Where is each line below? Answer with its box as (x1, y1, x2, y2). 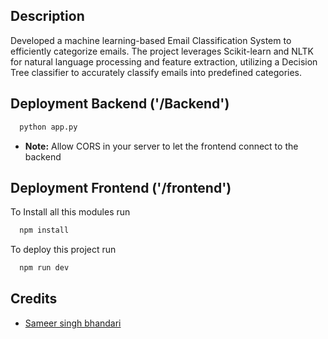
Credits (10, 290, 58, 308)
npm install (19, 225, 70, 236)
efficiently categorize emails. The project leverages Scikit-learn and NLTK (10, 45, 314, 57)
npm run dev (19, 263, 70, 273)
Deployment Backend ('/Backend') (10, 95, 230, 113)
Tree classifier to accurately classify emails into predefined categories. (10, 66, 303, 78)
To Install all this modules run (10, 206, 131, 218)
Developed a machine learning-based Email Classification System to (10, 34, 292, 46)
